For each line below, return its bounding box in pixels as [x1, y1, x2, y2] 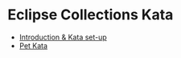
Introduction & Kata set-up [19, 32, 108, 42]
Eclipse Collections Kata [7, 6, 174, 24]
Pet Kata [19, 40, 48, 50]
